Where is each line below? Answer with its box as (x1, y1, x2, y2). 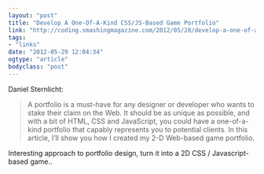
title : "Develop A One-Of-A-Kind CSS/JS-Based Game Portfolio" (8, 19, 220, 27)
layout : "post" (8, 11, 58, 20)
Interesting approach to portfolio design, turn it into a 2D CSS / (8, 148, 211, 157)
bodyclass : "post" (8, 63, 68, 71)
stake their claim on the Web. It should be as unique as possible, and (27, 108, 250, 117)
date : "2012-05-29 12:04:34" (8, 48, 104, 56)
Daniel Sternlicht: (8, 84, 64, 94)
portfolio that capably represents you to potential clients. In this (42, 124, 248, 134)
